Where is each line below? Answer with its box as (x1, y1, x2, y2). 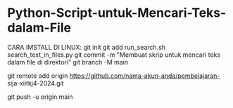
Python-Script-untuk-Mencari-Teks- (7, 5, 227, 21)
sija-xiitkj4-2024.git (7, 79, 65, 87)
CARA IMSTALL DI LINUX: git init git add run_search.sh (7, 43, 166, 51)
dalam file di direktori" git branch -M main (7, 58, 129, 66)
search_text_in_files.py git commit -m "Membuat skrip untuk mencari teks (7, 50, 220, 59)
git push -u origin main (7, 93, 73, 101)
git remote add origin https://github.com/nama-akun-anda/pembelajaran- (7, 72, 220, 80)
